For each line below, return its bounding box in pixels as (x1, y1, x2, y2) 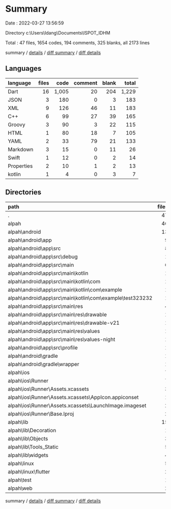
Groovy (8, 121, 25, 128)
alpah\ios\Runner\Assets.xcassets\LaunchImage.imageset (8, 402, 147, 409)
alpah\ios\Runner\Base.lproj (8, 410, 74, 417)
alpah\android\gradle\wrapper (8, 360, 79, 367)
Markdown (8, 146, 34, 153)
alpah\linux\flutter (8, 468, 50, 475)
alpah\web (8, 485, 33, 492)
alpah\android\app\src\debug (8, 253, 78, 260)
